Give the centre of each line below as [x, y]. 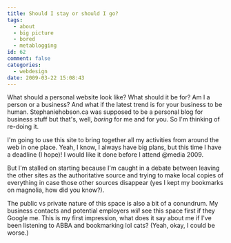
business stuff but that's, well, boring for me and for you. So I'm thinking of [114, 119]
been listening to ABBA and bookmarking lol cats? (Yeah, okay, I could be [111, 226]
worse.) [18, 233]
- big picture [33, 33]
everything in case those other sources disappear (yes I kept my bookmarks [115, 183]
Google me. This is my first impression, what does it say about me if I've [109, 218]
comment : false [29, 59]
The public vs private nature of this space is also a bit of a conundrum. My [113, 204]
